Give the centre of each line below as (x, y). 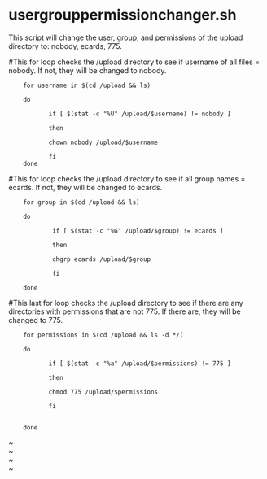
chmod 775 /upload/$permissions (103, 392)
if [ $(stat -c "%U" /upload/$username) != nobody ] (140, 114)
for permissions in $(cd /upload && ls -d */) (103, 335)
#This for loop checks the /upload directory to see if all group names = (127, 179)
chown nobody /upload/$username (103, 142)
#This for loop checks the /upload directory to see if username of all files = (134, 62)
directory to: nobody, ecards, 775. (65, 46)
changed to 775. (36, 320)
